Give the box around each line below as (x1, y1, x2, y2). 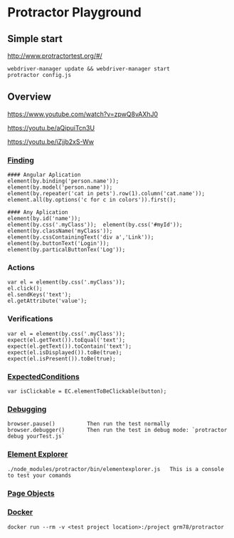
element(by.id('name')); (7, 215, 81, 222)
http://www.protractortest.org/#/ (7, 51, 103, 60)
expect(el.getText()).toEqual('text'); (7, 336, 126, 343)
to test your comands (7, 472, 72, 479)
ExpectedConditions (7, 371, 80, 381)
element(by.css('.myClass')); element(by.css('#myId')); (7, 222, 183, 229)
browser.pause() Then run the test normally (7, 420, 171, 428)
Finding (7, 155, 34, 165)
